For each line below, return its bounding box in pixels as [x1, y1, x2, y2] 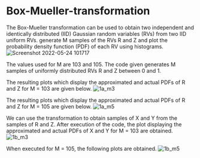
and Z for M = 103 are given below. [6, 85, 92, 92]
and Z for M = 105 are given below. [6, 103, 92, 110]
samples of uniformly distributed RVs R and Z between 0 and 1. [6, 67, 162, 74]
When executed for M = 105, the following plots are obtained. [6, 145, 157, 152]
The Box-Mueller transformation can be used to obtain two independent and [6, 24, 195, 31]
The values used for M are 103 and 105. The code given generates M [6, 61, 176, 68]
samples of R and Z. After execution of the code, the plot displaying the [6, 120, 182, 128]
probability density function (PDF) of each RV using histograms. [6, 43, 163, 50]
